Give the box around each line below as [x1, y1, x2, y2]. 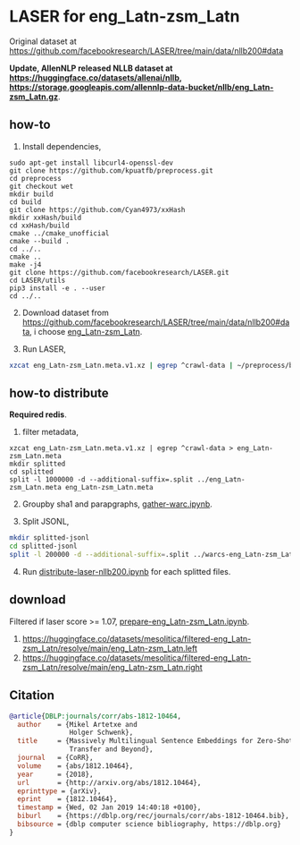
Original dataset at [9, 36, 78, 47]
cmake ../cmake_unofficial [9, 228, 110, 238]
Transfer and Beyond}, [69, 745, 154, 754]
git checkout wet [9, 182, 74, 191]
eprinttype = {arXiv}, [17, 786, 102, 796]
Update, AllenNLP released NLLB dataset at [9, 63, 173, 73]
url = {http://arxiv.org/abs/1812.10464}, [17, 778, 202, 787]
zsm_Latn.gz [9, 91, 59, 102]
